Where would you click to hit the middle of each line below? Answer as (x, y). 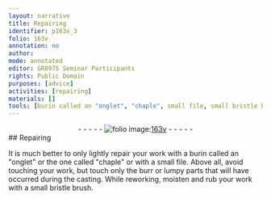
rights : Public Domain (46, 76)
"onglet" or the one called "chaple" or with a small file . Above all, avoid (126, 162)
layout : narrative (39, 16)
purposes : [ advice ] (41, 83)
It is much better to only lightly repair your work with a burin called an (124, 154)
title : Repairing (38, 23)
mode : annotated (35, 61)
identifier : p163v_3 (43, 31)
